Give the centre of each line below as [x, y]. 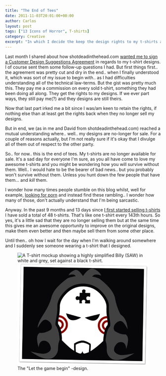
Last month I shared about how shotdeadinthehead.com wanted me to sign [82, 56]
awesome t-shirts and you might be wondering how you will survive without [82, 164]
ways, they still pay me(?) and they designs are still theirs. [64, 99]
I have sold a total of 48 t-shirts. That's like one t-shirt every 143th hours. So [83, 215]
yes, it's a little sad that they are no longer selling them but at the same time [82, 220]
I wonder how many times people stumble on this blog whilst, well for [75, 189]
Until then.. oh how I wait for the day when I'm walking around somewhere [81, 240]
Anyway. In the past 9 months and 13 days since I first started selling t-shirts [83, 210]
